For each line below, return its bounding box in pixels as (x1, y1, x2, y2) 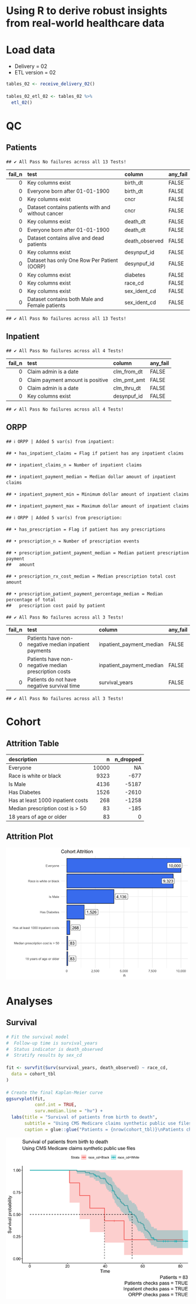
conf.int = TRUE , (34, 1102, 77, 1108)
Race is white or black (8, 772, 61, 780)
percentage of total (6, 596, 57, 603)
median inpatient (49, 641, 89, 648)
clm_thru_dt (113, 384, 141, 391)
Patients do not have (27, 675, 77, 683)
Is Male (8, 780, 26, 787)
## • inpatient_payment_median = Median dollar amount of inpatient (6, 473, 176, 480)
